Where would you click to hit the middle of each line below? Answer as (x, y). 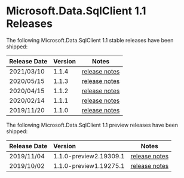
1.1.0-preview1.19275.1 (89, 165)
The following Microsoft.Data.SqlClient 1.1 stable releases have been (90, 40)
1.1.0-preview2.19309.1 (89, 156)
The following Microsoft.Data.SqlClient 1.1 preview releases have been (92, 125)
